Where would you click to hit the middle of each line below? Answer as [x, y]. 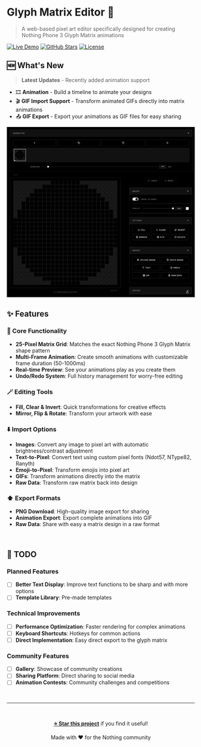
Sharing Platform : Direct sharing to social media [75, 676]
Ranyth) [25, 464]
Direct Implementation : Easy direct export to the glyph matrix [91, 640]
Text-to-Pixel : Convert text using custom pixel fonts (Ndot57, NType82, [103, 457]
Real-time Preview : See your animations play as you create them [95, 369]
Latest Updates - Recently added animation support [86, 80]
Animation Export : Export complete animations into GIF [84, 518]
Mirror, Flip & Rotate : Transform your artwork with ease [84, 413]
